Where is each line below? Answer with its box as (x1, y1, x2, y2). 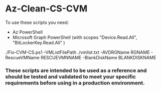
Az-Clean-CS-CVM (5, 3, 88, 14)
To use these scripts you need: (5, 19, 69, 25)
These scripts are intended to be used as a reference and (5, 67, 147, 74)
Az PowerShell (12, 29, 43, 35)
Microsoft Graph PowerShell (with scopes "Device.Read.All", (12, 34, 137, 40)
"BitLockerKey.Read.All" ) (12, 39, 65, 45)
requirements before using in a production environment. (5, 79, 145, 86)
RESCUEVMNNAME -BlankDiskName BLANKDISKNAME (41, 54, 156, 60)
